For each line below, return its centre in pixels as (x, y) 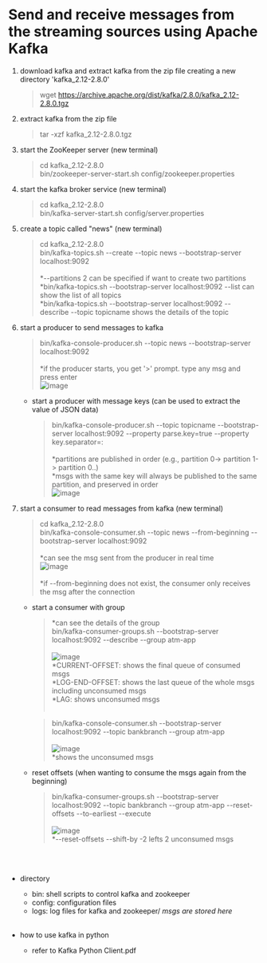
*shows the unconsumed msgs (102, 757)
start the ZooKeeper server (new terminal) (89, 149)
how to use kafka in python (64, 935)
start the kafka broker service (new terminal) (93, 189)
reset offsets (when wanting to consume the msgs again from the (139, 772)
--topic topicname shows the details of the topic (150, 312)
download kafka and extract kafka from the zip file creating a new (128, 70)
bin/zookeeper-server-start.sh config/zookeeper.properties (137, 173)
